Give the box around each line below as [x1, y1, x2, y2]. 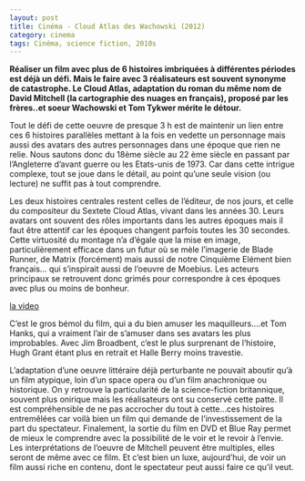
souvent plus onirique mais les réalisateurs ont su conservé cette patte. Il [9, 394, 284, 405]
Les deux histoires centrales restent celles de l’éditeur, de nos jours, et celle [9, 196, 294, 207]
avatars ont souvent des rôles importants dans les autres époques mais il [9, 215, 284, 226]
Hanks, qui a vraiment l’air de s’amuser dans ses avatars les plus [9, 328, 251, 339]
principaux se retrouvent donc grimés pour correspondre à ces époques [9, 273, 280, 284]
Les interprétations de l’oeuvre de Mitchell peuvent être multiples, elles [9, 443, 275, 454]
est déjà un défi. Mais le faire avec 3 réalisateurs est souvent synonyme [9, 74, 287, 85]
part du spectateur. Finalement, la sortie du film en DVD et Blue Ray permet [9, 423, 291, 434]
